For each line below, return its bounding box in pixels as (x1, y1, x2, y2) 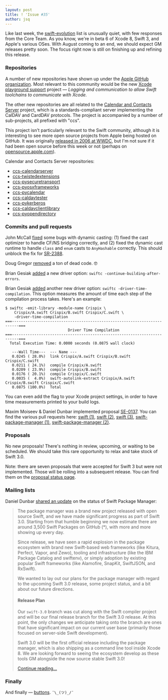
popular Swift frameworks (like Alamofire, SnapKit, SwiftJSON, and (17, 560, 155, 566)
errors (5, 276, 19, 282)
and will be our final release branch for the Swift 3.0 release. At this (17, 614, 156, 620)
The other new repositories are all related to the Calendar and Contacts (5, 101, 152, 107)
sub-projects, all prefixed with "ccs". (5, 117, 80, 123)
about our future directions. (17, 586, 74, 592)
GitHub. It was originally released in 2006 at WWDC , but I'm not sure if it (5, 137, 154, 144)
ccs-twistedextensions (12, 173, 60, 179)
